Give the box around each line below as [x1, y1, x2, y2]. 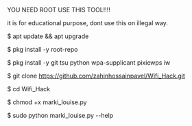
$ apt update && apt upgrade [7, 32, 89, 40]
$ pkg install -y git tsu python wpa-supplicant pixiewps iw [7, 59, 171, 67]
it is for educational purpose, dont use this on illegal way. [7, 19, 168, 27]
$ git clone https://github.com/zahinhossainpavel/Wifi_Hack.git [7, 72, 185, 80]
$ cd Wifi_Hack [7, 85, 50, 93]
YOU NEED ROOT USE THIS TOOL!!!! [7, 6, 111, 14]
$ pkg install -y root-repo [7, 46, 78, 53]
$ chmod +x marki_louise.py [7, 98, 87, 106]
